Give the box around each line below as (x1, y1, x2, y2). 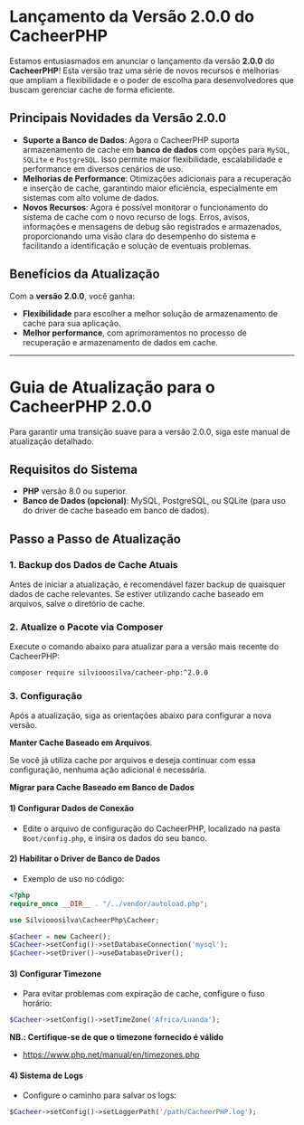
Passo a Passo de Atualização (9, 531, 181, 546)
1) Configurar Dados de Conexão (9, 803, 134, 814)
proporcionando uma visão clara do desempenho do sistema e (22, 231, 256, 241)
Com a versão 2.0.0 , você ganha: (9, 290, 136, 301)
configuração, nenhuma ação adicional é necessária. (9, 764, 207, 775)
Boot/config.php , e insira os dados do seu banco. (22, 832, 208, 843)
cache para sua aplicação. (22, 317, 121, 328)
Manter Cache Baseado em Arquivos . (9, 737, 153, 748)
